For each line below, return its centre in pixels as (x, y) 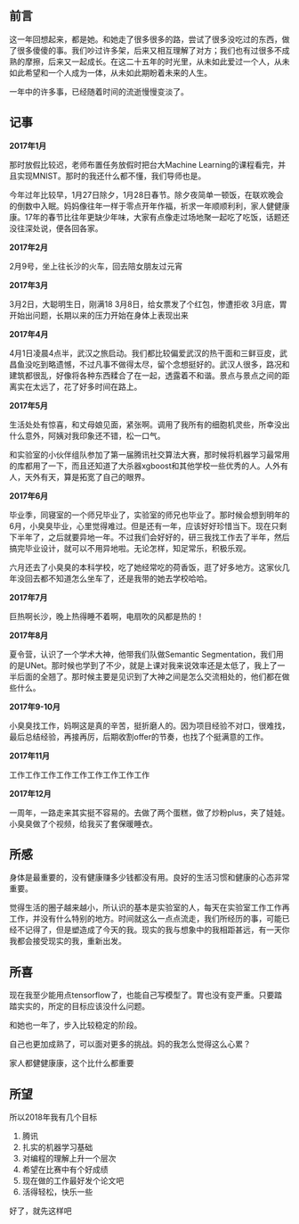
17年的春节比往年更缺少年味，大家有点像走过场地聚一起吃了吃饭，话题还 (157, 217)
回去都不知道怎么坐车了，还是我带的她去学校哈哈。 (118, 578)
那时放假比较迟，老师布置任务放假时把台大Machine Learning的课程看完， (144, 164)
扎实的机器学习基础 (57, 1147)
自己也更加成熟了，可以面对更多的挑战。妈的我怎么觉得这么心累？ (130, 1044)
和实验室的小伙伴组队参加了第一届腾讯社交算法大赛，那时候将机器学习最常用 (149, 454)
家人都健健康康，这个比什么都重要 (72, 1063)
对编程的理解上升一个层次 (69, 1159)
